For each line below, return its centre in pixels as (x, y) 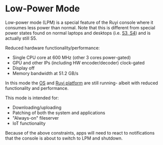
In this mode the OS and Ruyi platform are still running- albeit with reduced (81, 83)
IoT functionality (29, 123)
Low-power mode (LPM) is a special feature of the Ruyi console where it (79, 22)
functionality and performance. (37, 88)
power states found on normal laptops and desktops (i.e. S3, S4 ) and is (78, 33)
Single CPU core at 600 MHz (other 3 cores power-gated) (71, 57)
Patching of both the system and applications (59, 113)
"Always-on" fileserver (36, 118)
